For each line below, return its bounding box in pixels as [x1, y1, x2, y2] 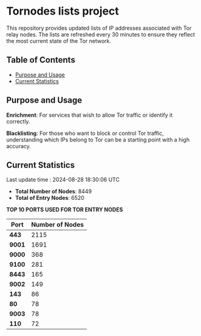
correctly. [6, 117, 30, 125]
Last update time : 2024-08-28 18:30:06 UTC [6, 176, 120, 183]
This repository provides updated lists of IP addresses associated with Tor [6, 24, 192, 32]
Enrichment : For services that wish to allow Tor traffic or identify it [6, 111, 173, 118]
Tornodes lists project [6, 4, 120, 18]
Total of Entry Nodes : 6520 [15, 194, 85, 202]
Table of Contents [6, 55, 76, 65]
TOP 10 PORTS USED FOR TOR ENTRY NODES [6, 206, 123, 213]
